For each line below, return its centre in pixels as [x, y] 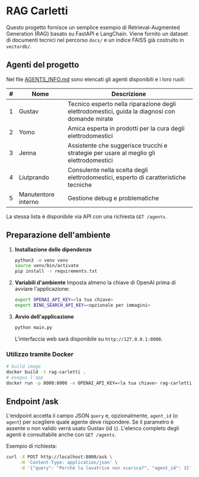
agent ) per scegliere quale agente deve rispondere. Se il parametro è [90, 422]
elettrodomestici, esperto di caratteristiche [127, 177]
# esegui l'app [25, 377]
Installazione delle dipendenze [53, 249]
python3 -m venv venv [41, 260]
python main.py [33, 327]
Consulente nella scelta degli [108, 170]
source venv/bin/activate [46, 266]
